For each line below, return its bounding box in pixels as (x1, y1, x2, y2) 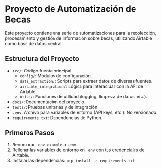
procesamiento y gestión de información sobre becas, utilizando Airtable (5, 35, 152, 41)
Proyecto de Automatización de (5, 3, 136, 15)
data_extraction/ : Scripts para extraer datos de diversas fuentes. (19, 78, 153, 84)
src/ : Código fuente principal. (12, 68, 73, 73)
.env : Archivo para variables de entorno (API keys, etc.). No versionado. (12, 109, 158, 115)
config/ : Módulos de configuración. (19, 72, 92, 79)
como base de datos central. (5, 40, 63, 46)
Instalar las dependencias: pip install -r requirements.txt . (12, 157, 136, 163)
